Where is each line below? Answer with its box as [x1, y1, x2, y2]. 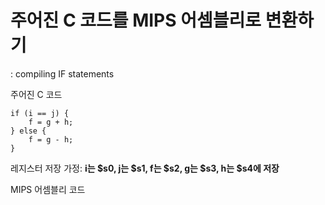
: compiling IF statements [10, 67, 115, 80]
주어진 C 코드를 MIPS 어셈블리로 [10, 9, 262, 32]
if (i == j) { [10, 108, 70, 118]
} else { [10, 126, 47, 136]
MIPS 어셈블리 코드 [10, 183, 86, 195]
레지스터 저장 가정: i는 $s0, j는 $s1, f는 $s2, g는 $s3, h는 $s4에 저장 [10, 162, 280, 174]
